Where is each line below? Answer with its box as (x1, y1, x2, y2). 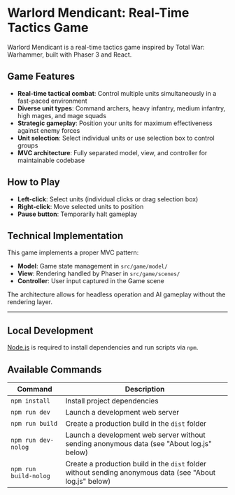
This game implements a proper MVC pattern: (7, 248, 139, 257)
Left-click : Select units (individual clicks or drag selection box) (17, 194, 199, 203)
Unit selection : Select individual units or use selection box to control (17, 134, 215, 142)
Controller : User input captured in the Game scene (17, 277, 164, 285)
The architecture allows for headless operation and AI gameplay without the (7, 290, 226, 299)
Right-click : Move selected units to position (17, 202, 144, 210)
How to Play (7, 176, 61, 188)
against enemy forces (17, 126, 80, 134)
